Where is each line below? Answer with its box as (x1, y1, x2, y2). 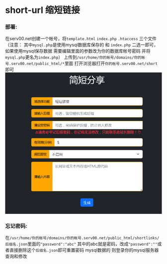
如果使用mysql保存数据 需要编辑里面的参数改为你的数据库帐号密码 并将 (5, 48, 151, 54)
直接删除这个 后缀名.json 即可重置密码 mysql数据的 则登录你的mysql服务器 (9, 247, 159, 253)
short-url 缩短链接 (5, 4, 81, 16)
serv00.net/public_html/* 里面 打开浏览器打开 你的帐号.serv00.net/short (11, 61, 158, 66)
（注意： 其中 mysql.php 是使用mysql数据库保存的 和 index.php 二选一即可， (5, 42, 158, 48)
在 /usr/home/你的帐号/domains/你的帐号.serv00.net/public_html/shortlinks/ (5, 235, 160, 241)
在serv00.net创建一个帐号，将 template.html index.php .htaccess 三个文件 (5, 36, 157, 42)
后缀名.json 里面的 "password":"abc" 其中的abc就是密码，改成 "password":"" (5, 241, 158, 247)
